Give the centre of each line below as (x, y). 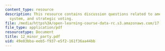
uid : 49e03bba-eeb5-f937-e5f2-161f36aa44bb (50, 41)
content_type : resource (29, 9)
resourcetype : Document (29, 32)
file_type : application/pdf (34, 28)
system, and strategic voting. (41, 18)
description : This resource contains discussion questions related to (79, 14)
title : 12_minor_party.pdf (33, 37)
